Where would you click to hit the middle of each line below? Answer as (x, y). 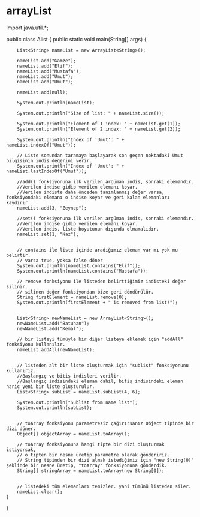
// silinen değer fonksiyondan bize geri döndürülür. (85, 292)
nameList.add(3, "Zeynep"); (52, 208)
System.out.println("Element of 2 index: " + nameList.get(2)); (99, 129)
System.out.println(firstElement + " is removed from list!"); (98, 302)
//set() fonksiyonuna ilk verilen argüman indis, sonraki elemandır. (106, 218)
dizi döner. (21, 428)
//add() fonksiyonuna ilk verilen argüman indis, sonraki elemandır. (106, 181)
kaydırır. (19, 202)
